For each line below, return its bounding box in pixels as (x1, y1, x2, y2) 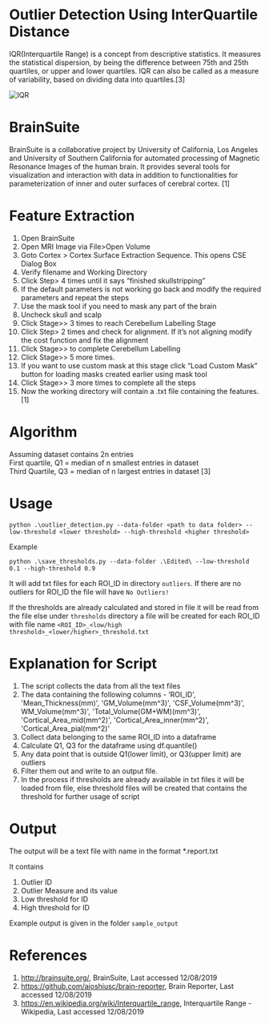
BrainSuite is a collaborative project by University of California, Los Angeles (9, 144, 259, 154)
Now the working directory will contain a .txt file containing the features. (20, 386, 259, 396)
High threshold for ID (20, 902, 90, 912)
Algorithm (9, 423, 78, 441)
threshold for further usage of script (20, 791, 140, 801)
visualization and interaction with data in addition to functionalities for (9, 170, 239, 179)
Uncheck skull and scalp (20, 310, 102, 319)
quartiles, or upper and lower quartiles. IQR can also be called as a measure (9, 66, 259, 75)
